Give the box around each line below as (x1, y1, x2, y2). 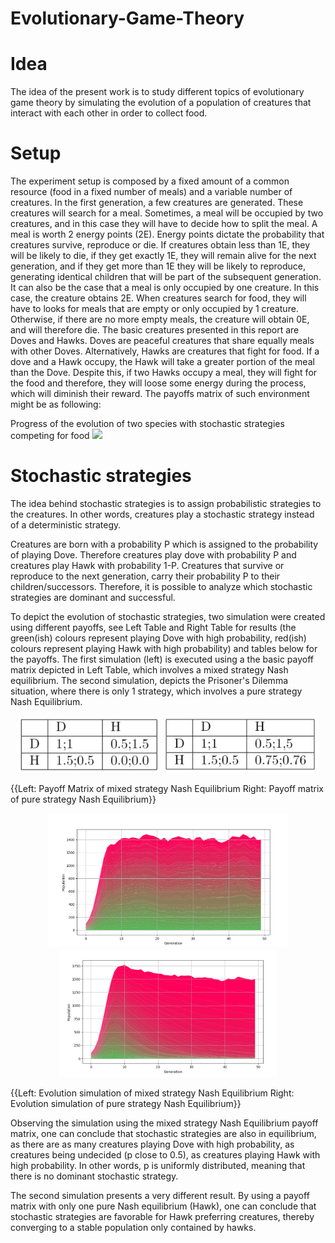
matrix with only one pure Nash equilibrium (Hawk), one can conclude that (10, 1200, 317, 1212)
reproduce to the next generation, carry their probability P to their (10, 570, 281, 582)
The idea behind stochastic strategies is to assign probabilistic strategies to (10, 498, 322, 509)
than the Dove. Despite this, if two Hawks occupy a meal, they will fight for (10, 367, 318, 379)
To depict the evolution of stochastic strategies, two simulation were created (10, 611, 326, 622)
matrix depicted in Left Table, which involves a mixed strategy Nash (10, 664, 289, 676)
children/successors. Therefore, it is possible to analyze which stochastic (10, 581, 313, 592)
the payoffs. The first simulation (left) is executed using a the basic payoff (10, 653, 314, 665)
